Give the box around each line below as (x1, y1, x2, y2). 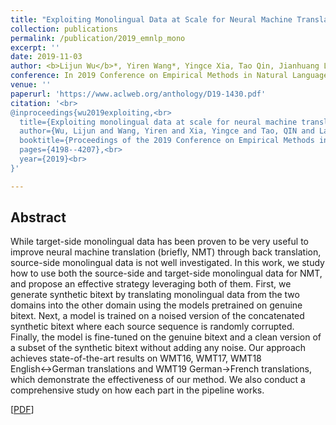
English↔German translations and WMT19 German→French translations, (10, 363, 313, 375)
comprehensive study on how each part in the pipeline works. (10, 384, 265, 396)
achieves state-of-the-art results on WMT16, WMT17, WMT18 (10, 352, 262, 365)
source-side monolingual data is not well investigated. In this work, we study (10, 257, 325, 269)
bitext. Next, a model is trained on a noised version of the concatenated (10, 310, 305, 322)
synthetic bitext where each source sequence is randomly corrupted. (10, 321, 295, 333)
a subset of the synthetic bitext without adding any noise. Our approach (10, 342, 307, 354)
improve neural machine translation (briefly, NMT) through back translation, (10, 246, 322, 258)
